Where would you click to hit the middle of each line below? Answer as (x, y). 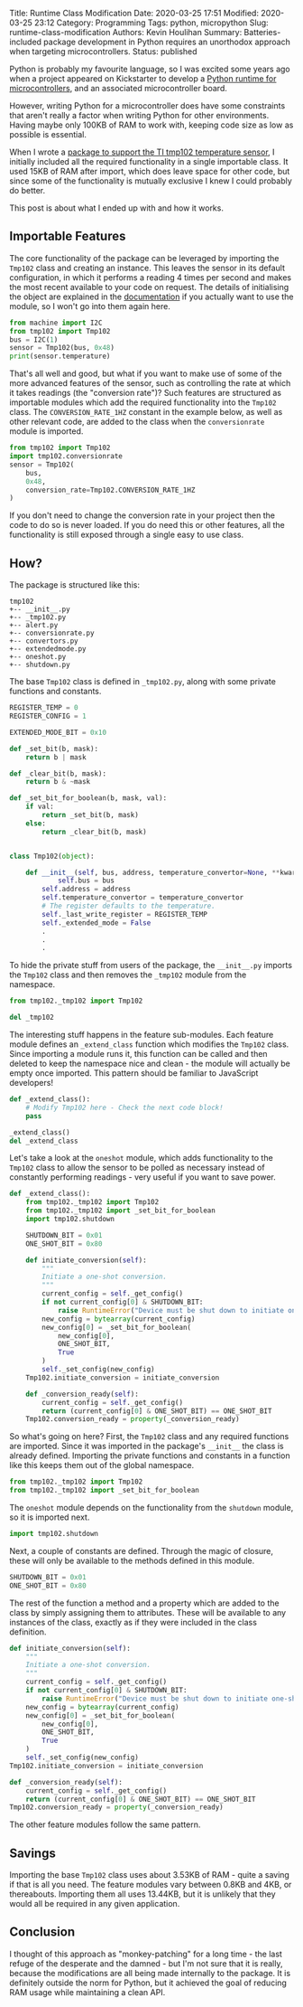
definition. (28, 1632)
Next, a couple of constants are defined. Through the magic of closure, (141, 1550)
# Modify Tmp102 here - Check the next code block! (124, 1107)
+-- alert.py (34, 626)
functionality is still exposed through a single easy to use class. (127, 535)
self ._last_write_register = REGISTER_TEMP (124, 914)
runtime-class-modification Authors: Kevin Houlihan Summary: (126, 32)
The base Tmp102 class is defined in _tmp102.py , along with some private (143, 682)
